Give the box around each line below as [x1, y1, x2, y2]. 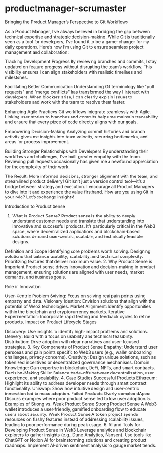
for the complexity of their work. [5, 164, 70, 170]
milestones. [5, 74, 28, 80]
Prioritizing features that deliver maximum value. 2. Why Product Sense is [5, 258, 152, 264]
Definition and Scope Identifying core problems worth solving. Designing [5, 248, 151, 254]
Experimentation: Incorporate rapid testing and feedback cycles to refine [5, 314, 151, 319]
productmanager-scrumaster [5, 3, 127, 14]
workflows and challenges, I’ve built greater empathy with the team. [5, 153, 141, 159]
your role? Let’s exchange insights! [5, 194, 74, 200]
